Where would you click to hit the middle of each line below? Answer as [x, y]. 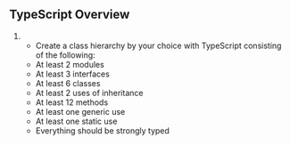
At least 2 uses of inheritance [89, 93]
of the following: [65, 55]
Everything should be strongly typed [102, 130]
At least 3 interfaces [72, 74]
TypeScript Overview [70, 15]
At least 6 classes [68, 83]
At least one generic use [80, 111]
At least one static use [76, 121]
